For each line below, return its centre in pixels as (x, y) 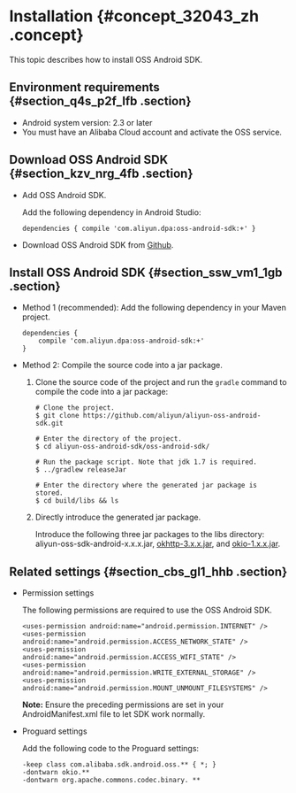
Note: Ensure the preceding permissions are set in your (123, 704)
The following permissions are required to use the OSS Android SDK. (147, 610)
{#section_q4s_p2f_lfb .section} (100, 101)
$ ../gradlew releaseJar (81, 470)
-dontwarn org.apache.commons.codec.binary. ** (111, 781)
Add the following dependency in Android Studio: (111, 212)
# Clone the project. (75, 408)
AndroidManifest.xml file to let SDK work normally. (114, 714)
